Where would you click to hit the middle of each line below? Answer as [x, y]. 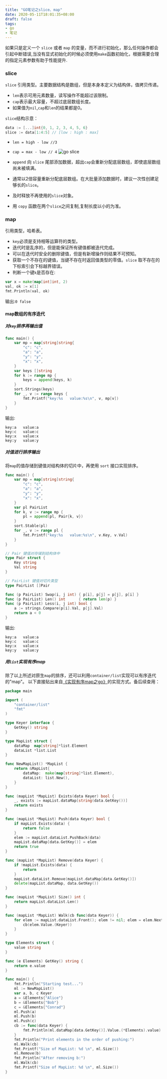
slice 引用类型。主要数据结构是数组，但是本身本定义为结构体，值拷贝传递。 [83, 85]
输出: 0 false [18, 301]
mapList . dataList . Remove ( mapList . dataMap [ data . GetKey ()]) [75, 879]
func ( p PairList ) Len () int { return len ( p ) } [61, 599]
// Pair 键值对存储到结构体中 [33, 553]
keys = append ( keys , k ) [47, 380]
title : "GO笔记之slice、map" [34, 10]
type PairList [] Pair [28, 586]
